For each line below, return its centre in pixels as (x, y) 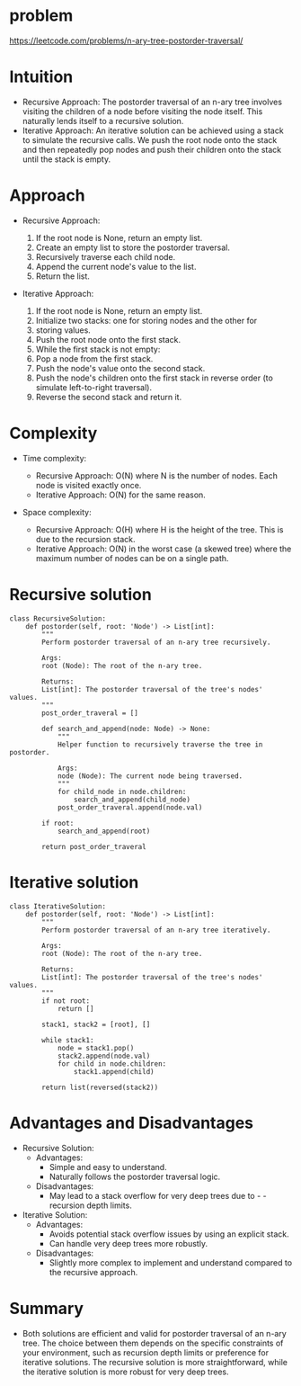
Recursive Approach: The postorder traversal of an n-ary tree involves (152, 102)
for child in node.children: (112, 1064)
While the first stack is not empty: (98, 349)
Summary (46, 1308)
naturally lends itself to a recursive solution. (103, 121)
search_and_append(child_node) (132, 800)
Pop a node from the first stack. (94, 358)
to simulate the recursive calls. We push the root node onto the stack (150, 139)
